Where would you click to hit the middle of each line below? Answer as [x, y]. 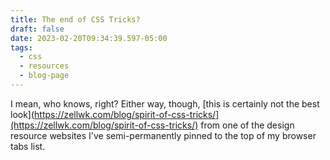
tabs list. [28, 146]
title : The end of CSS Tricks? [75, 19]
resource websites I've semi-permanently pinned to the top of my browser [163, 135]
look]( [22, 114]
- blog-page [44, 76]
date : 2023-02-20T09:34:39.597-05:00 [89, 38]
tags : [21, 47]
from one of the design [247, 125]
